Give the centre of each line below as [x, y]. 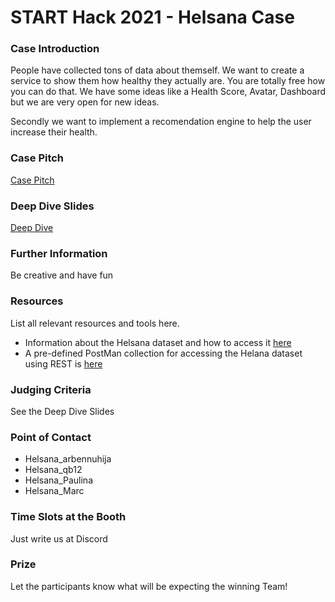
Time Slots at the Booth [68, 517]
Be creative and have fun [62, 275]
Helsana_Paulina [58, 480]
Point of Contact [51, 437]
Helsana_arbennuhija [68, 459]
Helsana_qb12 [53, 470]
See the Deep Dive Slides [62, 411]
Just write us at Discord [59, 538]
